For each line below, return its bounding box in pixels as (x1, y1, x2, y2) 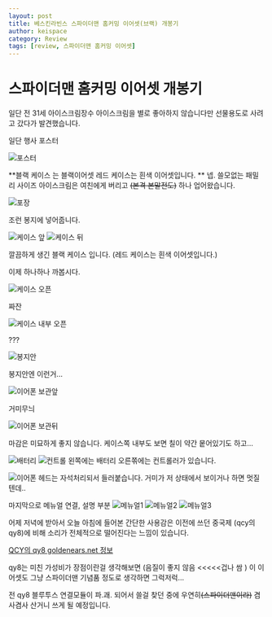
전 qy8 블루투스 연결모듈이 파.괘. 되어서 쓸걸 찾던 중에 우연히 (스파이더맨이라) (8, 590, 252, 600)
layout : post (8, 11, 53, 20)
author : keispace (8, 27, 68, 35)
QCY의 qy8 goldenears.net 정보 (8, 545, 114, 555)
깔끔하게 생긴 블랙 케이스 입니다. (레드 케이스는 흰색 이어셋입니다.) (8, 250, 218, 260)
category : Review (8, 34, 68, 43)
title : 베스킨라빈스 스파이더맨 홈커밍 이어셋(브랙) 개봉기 (8, 20, 179, 28)
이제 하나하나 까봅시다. (8, 267, 81, 277)
